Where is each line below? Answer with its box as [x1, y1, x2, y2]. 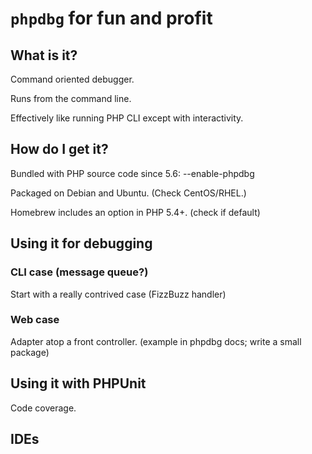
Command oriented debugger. [10, 73, 135, 85]
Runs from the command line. [10, 93, 132, 104]
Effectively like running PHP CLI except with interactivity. [10, 112, 244, 124]
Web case [10, 313, 60, 327]
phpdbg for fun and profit [10, 7, 213, 30]
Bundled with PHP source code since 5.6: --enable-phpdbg [10, 167, 255, 179]
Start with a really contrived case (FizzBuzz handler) [10, 288, 227, 300]
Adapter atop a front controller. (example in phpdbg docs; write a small [10, 335, 302, 347]
